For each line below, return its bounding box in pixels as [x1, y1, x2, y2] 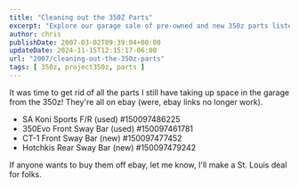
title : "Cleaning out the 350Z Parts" [9, 12, 153, 22]
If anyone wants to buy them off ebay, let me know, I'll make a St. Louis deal [9, 159, 287, 170]
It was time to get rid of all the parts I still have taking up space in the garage [9, 86, 290, 98]
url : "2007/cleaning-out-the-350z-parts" [9, 54, 166, 63]
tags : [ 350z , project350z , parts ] [9, 63, 145, 72]
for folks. [9, 168, 43, 179]
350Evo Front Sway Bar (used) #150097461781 [21, 123, 194, 134]
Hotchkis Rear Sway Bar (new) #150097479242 [21, 142, 197, 152]
